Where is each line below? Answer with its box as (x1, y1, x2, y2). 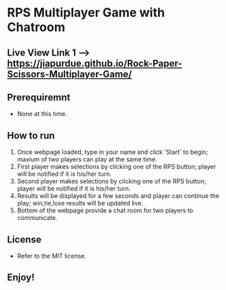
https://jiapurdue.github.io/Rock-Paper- (7, 57, 183, 69)
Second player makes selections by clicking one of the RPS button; (16, 177, 207, 186)
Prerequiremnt (7, 91, 71, 103)
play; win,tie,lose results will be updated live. (16, 199, 144, 208)
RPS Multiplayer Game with (7, 5, 166, 21)
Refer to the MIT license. (16, 252, 87, 260)
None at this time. (16, 110, 67, 118)
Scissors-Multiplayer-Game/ (7, 68, 132, 80)
